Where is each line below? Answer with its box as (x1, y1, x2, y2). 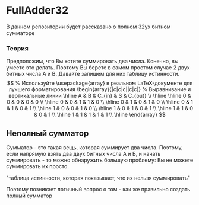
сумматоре (6, 29, 35, 36)
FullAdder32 (6, 4, 69, 17)
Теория (6, 44, 29, 52)
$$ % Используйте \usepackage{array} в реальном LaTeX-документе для (7, 79, 193, 87)
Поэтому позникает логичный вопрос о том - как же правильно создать (6, 186, 191, 193)
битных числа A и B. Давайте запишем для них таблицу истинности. (6, 71, 180, 78)
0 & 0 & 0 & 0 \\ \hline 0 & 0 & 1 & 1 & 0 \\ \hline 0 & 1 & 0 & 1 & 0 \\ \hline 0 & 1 (7, 98, 193, 105)
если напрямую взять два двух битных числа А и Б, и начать (6, 150, 161, 158)
